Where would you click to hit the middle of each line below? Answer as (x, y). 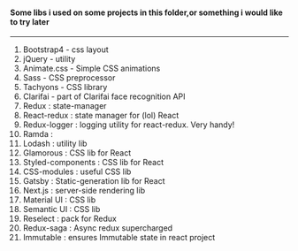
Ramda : (38, 134)
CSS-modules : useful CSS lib (77, 171)
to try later (30, 21)
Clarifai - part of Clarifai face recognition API (104, 96)
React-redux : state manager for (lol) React (101, 116)
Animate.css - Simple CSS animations (92, 68)
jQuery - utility (49, 59)
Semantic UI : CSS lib (61, 209)
